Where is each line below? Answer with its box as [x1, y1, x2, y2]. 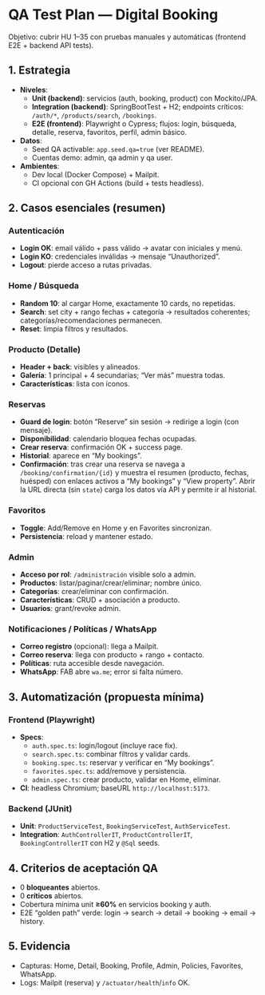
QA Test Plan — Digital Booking [8, 6, 219, 24]
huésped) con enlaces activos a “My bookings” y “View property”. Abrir [19, 477, 255, 486]
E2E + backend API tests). [8, 40, 94, 50]
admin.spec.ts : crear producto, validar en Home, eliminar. [31, 775, 221, 784]
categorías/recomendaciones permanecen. [19, 315, 162, 325]
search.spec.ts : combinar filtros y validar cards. [31, 749, 191, 759]
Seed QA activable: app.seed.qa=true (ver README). [31, 144, 205, 153]
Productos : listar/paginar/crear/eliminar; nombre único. [19, 577, 202, 588]
